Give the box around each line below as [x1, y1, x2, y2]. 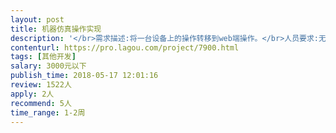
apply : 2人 [10, 89, 55, 99]
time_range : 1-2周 [10, 107, 86, 118]
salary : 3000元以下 [10, 61, 87, 71]
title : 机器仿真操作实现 [10, 24, 102, 34]
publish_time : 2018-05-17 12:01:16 [10, 71, 159, 81]
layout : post [10, 14, 65, 25]
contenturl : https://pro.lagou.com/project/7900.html [10, 42, 240, 53]
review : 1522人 [10, 80, 72, 90]
